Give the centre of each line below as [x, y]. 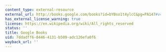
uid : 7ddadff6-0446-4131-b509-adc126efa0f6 [51, 38]
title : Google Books [26, 33]
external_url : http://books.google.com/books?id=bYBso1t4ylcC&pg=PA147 [80, 14]
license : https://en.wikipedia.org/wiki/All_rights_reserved [69, 24]
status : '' [16, 28]
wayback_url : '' [22, 42]
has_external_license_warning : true [43, 19]
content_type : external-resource [40, 10]
